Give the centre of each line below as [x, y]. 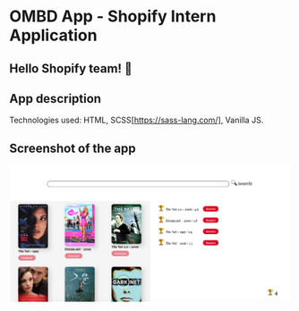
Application [53, 35]
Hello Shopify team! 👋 [71, 68]
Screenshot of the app [73, 148]
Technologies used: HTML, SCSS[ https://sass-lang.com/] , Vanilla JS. [137, 120]
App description [55, 99]
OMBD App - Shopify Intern [113, 17]
